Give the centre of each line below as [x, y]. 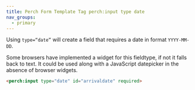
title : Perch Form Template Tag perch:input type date [76, 12]
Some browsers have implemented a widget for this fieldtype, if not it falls [97, 58]
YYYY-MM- [179, 40]
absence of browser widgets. [42, 70]
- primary [23, 23]
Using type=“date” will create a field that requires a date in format [87, 40]
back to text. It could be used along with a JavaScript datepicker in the [93, 64]
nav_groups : [21, 17]
